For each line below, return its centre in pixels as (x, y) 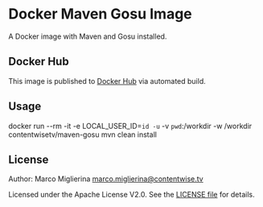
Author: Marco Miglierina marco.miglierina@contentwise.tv (106, 179)
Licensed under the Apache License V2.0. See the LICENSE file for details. (131, 195)
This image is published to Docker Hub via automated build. (107, 81)
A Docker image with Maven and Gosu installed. (88, 36)
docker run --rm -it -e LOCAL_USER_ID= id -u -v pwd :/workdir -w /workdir (130, 126)
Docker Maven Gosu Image (101, 14)
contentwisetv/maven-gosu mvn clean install (82, 135)
